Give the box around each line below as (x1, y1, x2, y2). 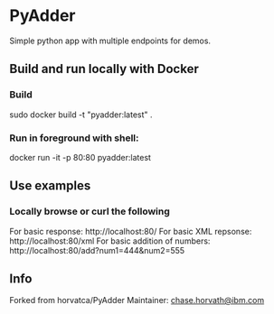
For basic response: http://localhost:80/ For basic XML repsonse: (9, 226, 252, 236)
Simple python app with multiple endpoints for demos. (9, 35, 211, 46)
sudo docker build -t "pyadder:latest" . (9, 109, 153, 120)
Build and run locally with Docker (9, 61, 199, 77)
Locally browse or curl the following (9, 205, 170, 217)
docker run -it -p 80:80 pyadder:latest (9, 152, 152, 162)
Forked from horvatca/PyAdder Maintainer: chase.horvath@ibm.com (9, 295, 265, 306)
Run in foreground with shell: (9, 132, 139, 144)
